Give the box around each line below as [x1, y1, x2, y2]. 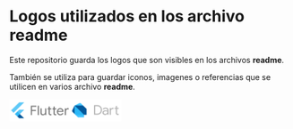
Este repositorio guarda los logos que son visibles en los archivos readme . [9, 54, 285, 65]
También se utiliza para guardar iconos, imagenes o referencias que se [9, 71, 271, 82]
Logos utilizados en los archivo [9, 6, 245, 27]
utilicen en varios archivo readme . [9, 81, 136, 92]
